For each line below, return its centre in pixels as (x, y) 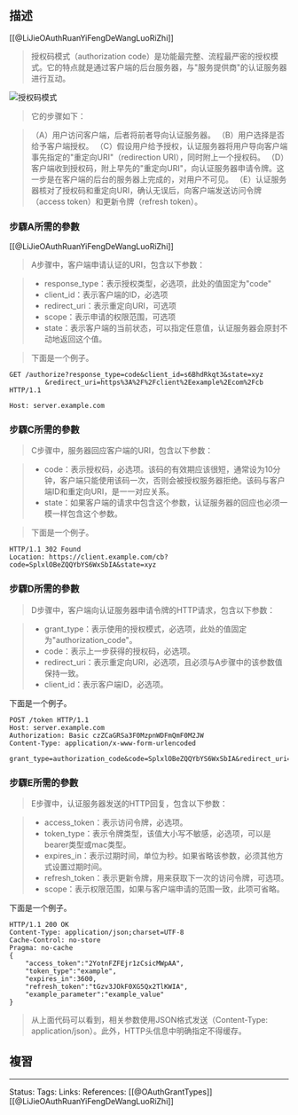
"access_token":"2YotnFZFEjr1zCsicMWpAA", (105, 963)
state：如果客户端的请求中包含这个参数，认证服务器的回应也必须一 (166, 503)
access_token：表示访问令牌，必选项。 (116, 822)
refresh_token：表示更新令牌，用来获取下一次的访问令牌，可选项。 (166, 878)
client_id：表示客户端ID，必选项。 (106, 684)
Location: (27, 557)
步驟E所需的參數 (44, 782)
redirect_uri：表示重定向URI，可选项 (110, 306)
